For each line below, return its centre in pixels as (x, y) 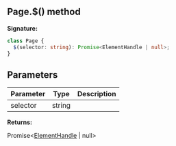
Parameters (33, 75)
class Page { (26, 41)
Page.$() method (44, 12)
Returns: (20, 122)
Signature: (22, 28)
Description (97, 94)
